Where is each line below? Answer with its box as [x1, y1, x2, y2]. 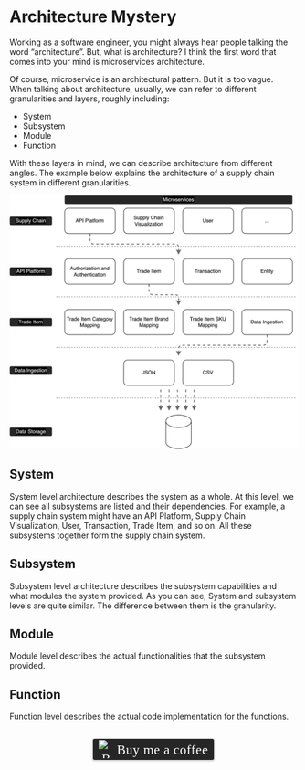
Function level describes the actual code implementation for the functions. [9, 711, 289, 723]
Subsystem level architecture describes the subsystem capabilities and [9, 580, 277, 591]
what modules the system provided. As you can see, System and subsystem [9, 590, 297, 601]
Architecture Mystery [9, 6, 177, 27]
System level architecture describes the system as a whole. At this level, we [9, 490, 294, 501]
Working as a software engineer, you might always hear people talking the [9, 37, 289, 47]
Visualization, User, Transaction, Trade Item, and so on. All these [9, 520, 253, 531]
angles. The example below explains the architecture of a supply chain [9, 167, 276, 178]
